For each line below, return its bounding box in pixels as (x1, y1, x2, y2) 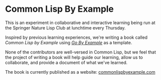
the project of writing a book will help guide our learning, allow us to (5, 54, 143, 60)
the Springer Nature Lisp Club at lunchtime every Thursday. (5, 25, 126, 30)
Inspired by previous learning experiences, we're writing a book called (5, 34, 148, 40)
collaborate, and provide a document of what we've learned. (5, 59, 128, 65)
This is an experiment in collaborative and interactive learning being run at (5, 20, 156, 26)
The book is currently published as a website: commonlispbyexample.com (5, 69, 156, 75)
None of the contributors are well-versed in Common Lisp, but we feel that (5, 49, 156, 55)
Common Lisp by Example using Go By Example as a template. (5, 39, 132, 45)
